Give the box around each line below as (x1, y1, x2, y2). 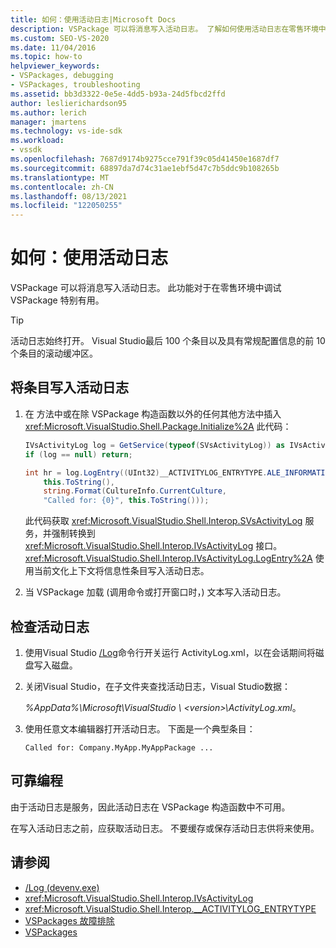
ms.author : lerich (10, 107, 87, 118)
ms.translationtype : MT (10, 172, 110, 183)
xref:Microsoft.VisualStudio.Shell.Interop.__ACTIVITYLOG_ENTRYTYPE (24, 902, 317, 915)
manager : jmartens (10, 117, 87, 127)
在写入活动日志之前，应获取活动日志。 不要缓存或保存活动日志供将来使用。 (10, 822, 320, 834)
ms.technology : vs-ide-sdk (10, 126, 123, 136)
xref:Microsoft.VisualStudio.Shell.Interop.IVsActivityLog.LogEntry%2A (24, 552, 313, 565)
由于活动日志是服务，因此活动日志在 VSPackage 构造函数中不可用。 (10, 801, 291, 813)
